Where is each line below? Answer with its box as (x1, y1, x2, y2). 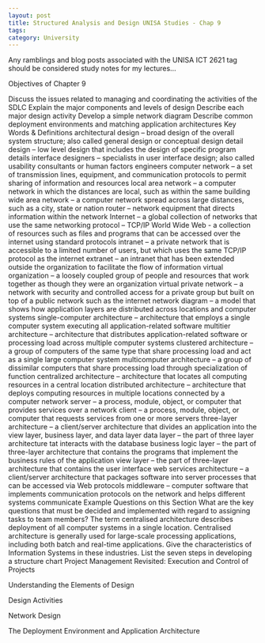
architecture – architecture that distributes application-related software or (8, 330, 248, 339)
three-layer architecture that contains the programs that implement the (8, 448, 239, 457)
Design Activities (8, 596, 63, 605)
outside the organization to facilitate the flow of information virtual (8, 263, 224, 272)
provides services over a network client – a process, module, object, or (8, 405, 240, 415)
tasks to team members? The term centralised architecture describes (8, 515, 233, 524)
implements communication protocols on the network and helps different (8, 490, 246, 499)
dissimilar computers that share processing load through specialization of (8, 363, 248, 373)
